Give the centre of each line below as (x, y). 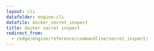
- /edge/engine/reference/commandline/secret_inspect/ (80, 39)
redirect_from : (25, 33)
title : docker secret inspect (43, 28)
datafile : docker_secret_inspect (47, 22)
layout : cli (21, 11)
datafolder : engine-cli (35, 17)
